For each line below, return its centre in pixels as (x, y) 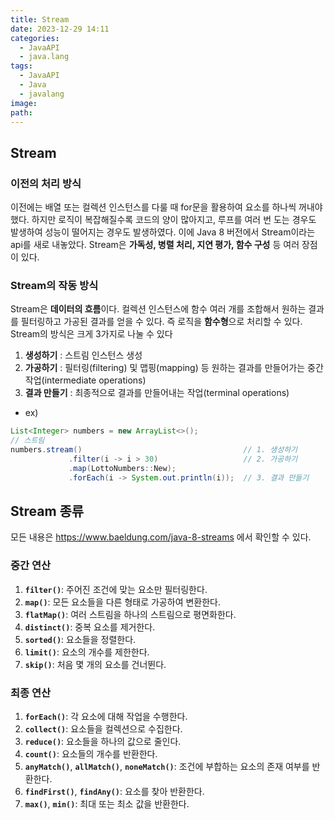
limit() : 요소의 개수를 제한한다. (87, 652)
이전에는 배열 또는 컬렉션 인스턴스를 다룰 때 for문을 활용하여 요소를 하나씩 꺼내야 (166, 207)
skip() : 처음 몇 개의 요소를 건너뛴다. (95, 664)
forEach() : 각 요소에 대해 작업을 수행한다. (106, 717)
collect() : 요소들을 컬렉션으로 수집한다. (103, 729)
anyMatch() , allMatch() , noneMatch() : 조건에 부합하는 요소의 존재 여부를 (167, 767)
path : (21, 112)
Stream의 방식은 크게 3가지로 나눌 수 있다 (91, 334)
